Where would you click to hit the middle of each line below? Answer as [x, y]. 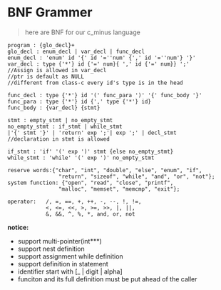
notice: [18, 227]
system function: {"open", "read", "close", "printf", [91, 183]
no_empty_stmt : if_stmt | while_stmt [65, 126]
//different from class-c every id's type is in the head [95, 83]
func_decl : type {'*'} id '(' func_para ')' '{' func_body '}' [105, 95]
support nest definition [51, 249]
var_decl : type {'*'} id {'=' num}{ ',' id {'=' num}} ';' [99, 64]
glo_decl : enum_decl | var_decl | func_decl [76, 51]
